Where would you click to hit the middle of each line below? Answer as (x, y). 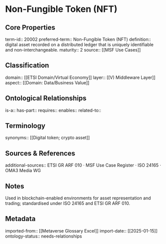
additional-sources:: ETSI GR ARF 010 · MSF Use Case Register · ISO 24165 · (83, 165)
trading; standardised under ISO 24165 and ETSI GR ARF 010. (68, 203)
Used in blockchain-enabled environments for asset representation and (78, 198)
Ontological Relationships (46, 98)
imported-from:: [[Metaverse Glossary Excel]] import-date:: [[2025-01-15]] (82, 231)
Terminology (25, 126)
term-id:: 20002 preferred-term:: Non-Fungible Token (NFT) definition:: (78, 39)
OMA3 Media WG (23, 171)
